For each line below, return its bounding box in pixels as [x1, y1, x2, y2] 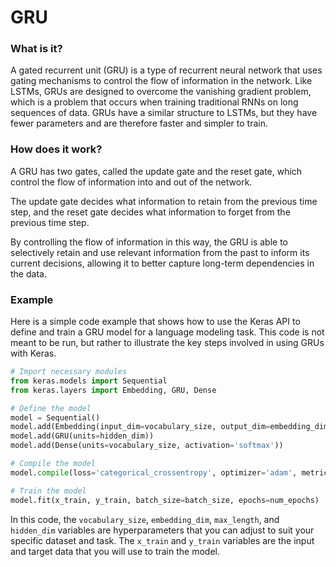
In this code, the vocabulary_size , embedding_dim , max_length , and [10, 513, 280, 525]
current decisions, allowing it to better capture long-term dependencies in [10, 257, 315, 269]
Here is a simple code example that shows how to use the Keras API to [10, 316, 301, 328]
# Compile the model [10, 459, 97, 469]
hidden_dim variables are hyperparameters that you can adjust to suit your [10, 524, 315, 536]
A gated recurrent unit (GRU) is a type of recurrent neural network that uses [10, 64, 323, 76]
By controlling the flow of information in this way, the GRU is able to [10, 236, 288, 248]
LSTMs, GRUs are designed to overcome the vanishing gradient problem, [10, 86, 312, 98]
